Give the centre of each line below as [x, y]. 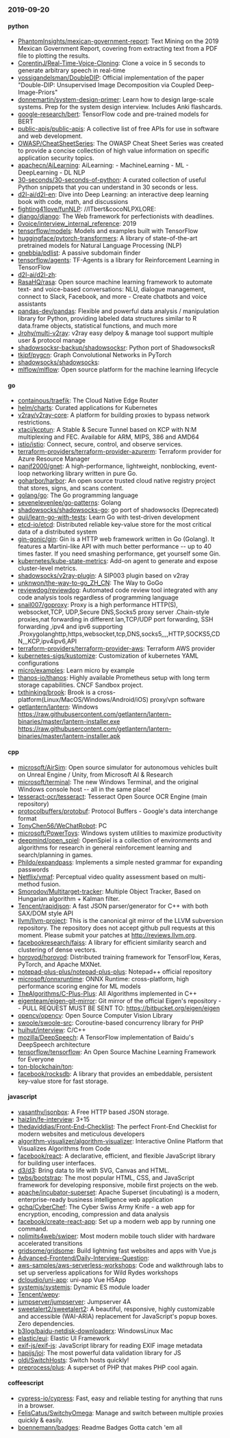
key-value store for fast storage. [63, 1081]
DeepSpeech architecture [54, 1045]
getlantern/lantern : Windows [58, 707]
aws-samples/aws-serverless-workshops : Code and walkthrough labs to [120, 1265]
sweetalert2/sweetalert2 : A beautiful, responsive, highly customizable [116, 1309]
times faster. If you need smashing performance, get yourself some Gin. [119, 553]
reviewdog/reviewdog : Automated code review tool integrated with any [118, 590]
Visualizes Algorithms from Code [64, 1148]
